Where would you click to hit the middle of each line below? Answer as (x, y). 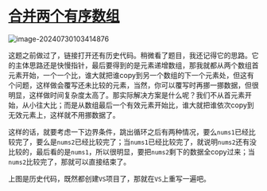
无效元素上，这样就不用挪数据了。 (64, 115)
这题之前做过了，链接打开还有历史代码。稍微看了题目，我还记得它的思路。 (130, 55)
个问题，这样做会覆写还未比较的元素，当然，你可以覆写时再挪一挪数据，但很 (133, 85)
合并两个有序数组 (64, 16)
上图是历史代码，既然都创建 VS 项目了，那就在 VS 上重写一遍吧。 (109, 178)
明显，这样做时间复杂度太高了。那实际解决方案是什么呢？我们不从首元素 (126, 95)
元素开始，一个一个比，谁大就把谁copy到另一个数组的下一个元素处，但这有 (131, 75)
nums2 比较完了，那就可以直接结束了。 (70, 162)
